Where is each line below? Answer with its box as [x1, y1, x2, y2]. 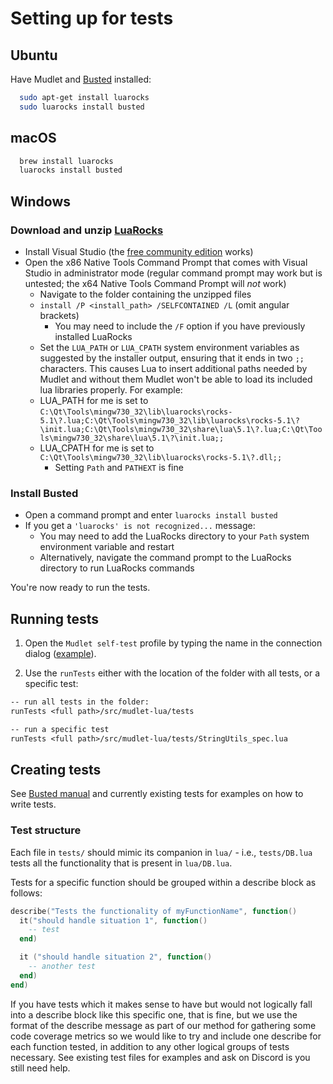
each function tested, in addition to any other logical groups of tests [10, 1040, 290, 1052]
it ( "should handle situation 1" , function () [19, 915, 208, 926]
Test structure [10, 823, 82, 837]
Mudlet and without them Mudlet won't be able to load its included [39, 373, 313, 385]
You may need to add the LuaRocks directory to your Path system [39, 530, 310, 542]
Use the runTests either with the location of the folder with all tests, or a [24, 667, 321, 679]
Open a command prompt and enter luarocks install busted [24, 509, 278, 521]
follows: [10, 887, 43, 899]
